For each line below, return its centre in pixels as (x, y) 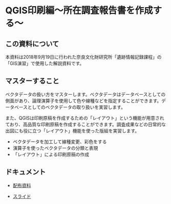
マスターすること (32, 81)
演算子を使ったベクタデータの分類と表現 (55, 148)
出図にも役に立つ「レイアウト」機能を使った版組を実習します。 (72, 130)
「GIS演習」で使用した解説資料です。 (45, 63)
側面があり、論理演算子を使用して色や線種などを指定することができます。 (83, 101)
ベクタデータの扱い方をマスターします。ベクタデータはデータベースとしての (85, 94)
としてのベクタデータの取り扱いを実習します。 (76, 107)
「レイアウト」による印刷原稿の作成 (51, 154)
